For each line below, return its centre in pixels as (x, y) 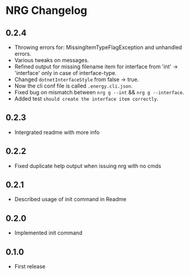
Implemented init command (48, 233)
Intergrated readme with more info (57, 132)
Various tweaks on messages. (52, 60)
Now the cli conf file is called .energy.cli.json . (74, 86)
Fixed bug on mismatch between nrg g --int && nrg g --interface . (99, 92)
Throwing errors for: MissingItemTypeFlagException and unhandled (98, 47)
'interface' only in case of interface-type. (65, 73)
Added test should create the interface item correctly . (86, 99)
